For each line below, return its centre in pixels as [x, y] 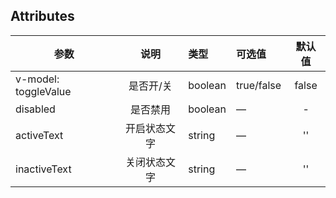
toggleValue [43, 91]
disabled [35, 109]
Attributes [42, 16]
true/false [259, 85]
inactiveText [43, 169]
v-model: [37, 79]
